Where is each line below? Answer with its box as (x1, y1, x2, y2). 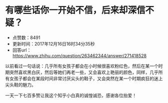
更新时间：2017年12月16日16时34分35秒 (12, 40, 95, 46)
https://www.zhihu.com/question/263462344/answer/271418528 (12, 52, 146, 58)
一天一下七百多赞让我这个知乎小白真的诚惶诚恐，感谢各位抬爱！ (5, 92, 136, 98)
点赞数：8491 (12, 34, 40, 40)
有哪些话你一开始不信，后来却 (5, 4, 128, 16)
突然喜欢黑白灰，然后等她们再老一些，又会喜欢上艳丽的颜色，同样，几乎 (9, 69, 158, 75)
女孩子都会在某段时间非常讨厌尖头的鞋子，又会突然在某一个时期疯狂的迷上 (9, 75, 163, 81)
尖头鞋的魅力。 (5, 81, 36, 87)
